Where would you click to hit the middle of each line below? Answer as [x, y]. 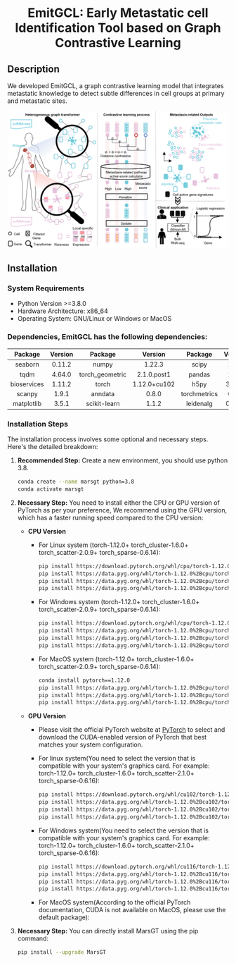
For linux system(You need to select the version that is [117, 759]
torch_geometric [103, 374]
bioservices [27, 384]
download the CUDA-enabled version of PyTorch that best [123, 737]
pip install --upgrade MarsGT [62, 952]
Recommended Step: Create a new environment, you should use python [123, 460]
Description [33, 69]
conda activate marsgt [51, 489]
